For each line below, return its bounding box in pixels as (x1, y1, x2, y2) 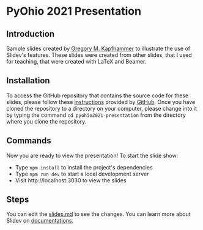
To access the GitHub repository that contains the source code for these (6, 92, 189, 99)
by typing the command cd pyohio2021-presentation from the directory (6, 111, 186, 119)
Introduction (6, 29, 55, 39)
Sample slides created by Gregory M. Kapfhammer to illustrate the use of (6, 45, 191, 52)
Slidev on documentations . (6, 217, 74, 224)
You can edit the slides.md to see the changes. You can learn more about (6, 210, 191, 218)
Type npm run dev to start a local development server (15, 170, 149, 177)
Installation (6, 75, 50, 86)
